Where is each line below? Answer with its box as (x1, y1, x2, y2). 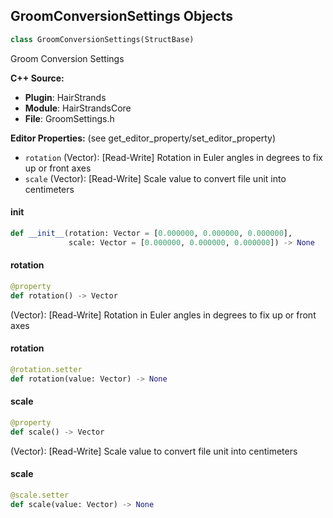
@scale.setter (10, 490, 70, 500)
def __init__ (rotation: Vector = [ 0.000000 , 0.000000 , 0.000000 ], (10, 228, 293, 238)
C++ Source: (10, 72, 65, 84)
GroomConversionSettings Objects (10, 8, 233, 25)
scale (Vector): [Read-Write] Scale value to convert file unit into (24, 172, 287, 184)
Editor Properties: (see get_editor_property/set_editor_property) (10, 132, 277, 144)
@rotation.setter (10, 364, 83, 374)
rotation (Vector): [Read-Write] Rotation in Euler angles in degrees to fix (24, 151, 323, 163)
